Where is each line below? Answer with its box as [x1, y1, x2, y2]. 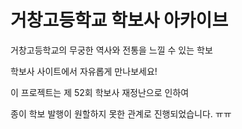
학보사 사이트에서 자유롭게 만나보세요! [10, 65, 158, 77]
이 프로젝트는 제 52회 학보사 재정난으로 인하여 [10, 86, 190, 98]
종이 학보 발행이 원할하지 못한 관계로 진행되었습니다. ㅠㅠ [10, 107, 232, 120]
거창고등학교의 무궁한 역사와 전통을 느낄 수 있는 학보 [10, 44, 213, 56]
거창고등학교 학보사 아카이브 [10, 9, 229, 32]
